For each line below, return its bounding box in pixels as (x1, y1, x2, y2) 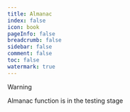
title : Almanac (7, 10, 53, 18)
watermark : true (7, 63, 55, 70)
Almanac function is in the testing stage (7, 96, 124, 105)
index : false (7, 17, 46, 24)
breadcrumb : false (7, 37, 62, 44)
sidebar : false (7, 43, 53, 50)
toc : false (7, 57, 40, 64)
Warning (7, 82, 32, 91)
